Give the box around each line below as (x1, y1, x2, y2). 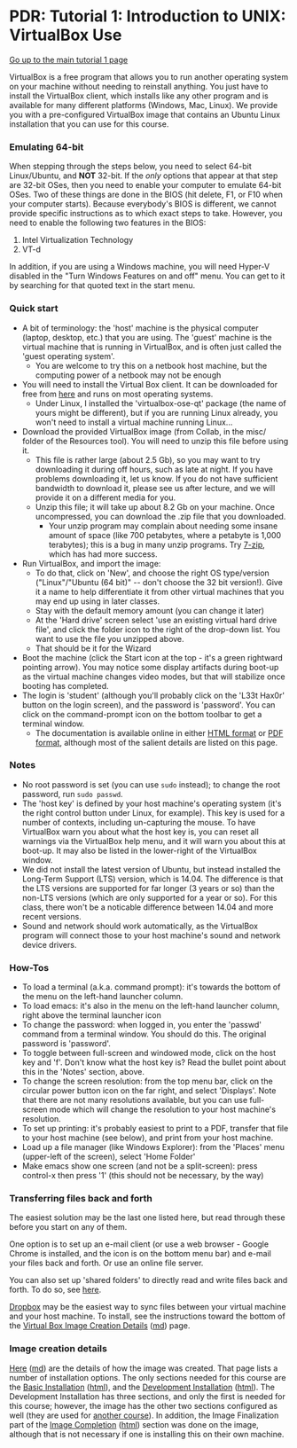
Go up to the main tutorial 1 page (9, 54, 129, 65)
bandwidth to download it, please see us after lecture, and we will (35, 482, 276, 493)
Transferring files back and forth (9, 1193, 153, 1205)
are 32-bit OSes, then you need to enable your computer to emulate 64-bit (9, 180, 282, 191)
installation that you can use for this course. (9, 118, 169, 129)
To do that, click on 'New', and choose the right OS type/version (35, 567, 270, 578)
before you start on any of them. (9, 1222, 128, 1233)
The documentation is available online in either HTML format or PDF (35, 727, 284, 738)
